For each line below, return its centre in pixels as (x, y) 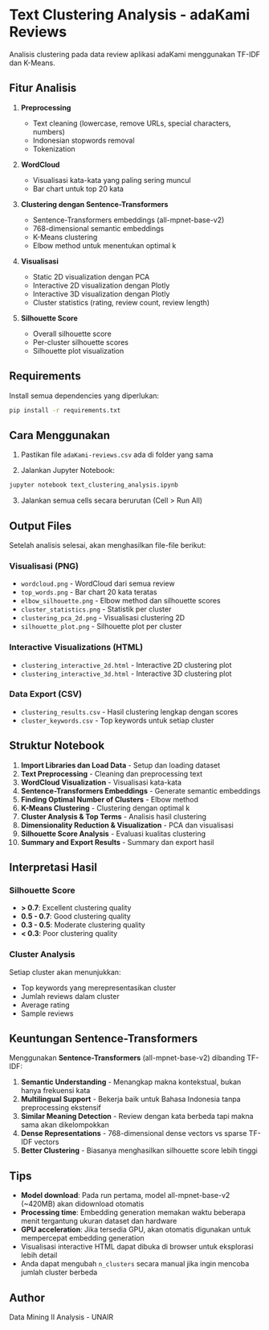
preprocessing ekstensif (61, 1108)
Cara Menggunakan (60, 435)
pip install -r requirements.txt (65, 410)
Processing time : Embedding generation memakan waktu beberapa (133, 1212)
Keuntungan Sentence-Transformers (104, 1039)
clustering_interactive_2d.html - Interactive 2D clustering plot (126, 665)
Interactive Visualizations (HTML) (76, 648)
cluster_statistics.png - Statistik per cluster (96, 609)
